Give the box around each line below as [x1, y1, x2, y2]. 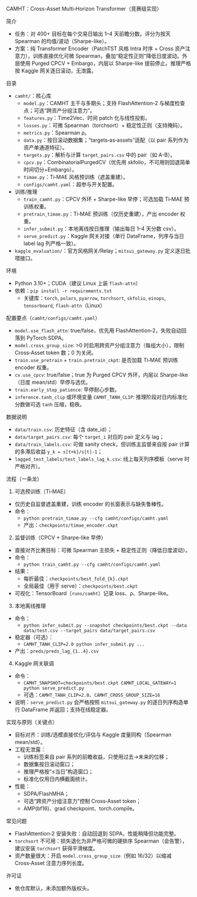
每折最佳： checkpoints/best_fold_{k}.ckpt [23, 575, 129, 582]
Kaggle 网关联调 [14, 660, 54, 667]
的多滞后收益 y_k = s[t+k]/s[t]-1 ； [14, 448, 103, 455]
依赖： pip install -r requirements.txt [14, 287, 112, 294]
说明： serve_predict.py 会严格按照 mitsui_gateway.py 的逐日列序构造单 [14, 699, 189, 706]
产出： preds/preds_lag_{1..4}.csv [14, 647, 99, 654]
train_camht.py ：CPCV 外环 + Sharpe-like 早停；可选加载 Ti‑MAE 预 [23, 195, 190, 203]
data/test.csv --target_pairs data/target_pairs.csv [23, 628, 156, 634]
